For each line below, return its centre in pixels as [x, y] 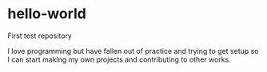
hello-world [47, 14]
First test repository [40, 36]
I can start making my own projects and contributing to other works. [119, 59]
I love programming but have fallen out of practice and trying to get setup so [133, 51]
